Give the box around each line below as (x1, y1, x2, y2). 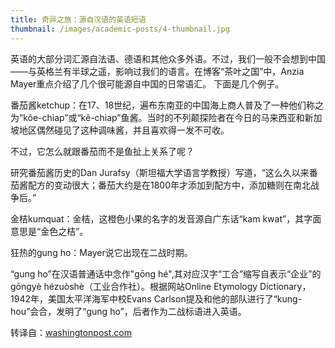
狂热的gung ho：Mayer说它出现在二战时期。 (10, 246, 193, 258)
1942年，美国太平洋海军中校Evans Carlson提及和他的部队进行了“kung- (10, 292, 303, 305)
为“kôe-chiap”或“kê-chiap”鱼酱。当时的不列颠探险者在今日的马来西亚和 (10, 111, 305, 123)
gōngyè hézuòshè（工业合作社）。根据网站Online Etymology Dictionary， (10, 280, 312, 292)
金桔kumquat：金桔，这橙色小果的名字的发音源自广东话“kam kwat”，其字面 (10, 212, 322, 225)
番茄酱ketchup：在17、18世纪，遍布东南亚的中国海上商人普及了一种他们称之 (10, 99, 325, 111)
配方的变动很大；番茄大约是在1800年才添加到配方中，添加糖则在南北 (27, 179, 312, 191)
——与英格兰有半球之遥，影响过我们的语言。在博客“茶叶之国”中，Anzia (10, 65, 305, 77)
